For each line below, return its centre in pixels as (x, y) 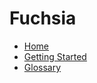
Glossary (42, 67)
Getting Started (55, 56)
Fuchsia (43, 18)
